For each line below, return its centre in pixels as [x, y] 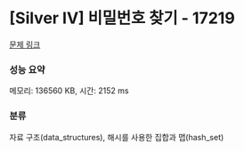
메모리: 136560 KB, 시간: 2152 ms [69, 91]
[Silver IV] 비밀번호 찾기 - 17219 [122, 18]
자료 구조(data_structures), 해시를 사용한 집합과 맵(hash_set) [117, 137]
